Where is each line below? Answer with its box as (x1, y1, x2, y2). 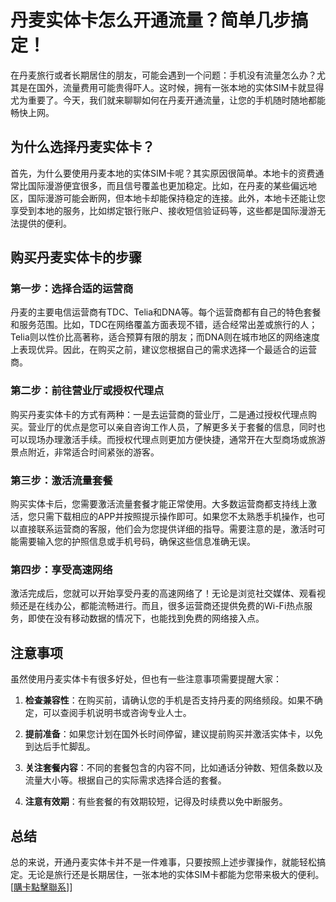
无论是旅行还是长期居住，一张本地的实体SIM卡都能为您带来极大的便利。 (27, 868, 325, 880)
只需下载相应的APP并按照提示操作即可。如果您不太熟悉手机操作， (36, 511, 308, 523)
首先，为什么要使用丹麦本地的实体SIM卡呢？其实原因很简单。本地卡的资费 (10, 167, 316, 179)
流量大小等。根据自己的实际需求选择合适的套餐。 (24, 774, 227, 786)
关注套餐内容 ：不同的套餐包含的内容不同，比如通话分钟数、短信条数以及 (24, 762, 323, 774)
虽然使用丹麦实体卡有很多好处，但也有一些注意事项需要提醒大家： (10, 673, 282, 685)
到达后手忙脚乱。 (24, 741, 96, 753)
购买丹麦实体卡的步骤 (10, 249, 142, 266)
